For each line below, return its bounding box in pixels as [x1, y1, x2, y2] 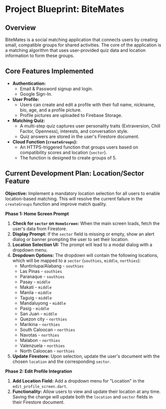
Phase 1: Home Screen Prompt [5, 210, 69, 216]
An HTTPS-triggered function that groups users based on [19, 144, 139, 150]
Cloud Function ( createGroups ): [12, 138, 78, 144]
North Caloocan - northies [19, 347, 75, 353]
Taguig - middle [19, 294, 52, 300]
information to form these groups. [5, 52, 75, 58]
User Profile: [12, 96, 39, 102]
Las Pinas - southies [19, 268, 62, 274]
